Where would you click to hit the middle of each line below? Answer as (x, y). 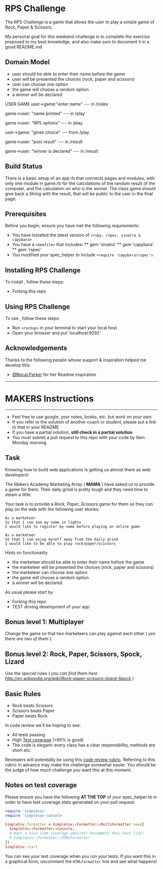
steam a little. (18, 495)
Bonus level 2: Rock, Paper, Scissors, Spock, (73, 654)
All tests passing (28, 735)
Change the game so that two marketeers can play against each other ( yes (80, 634)
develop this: (18, 365)
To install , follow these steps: (35, 282)
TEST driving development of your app (51, 606)
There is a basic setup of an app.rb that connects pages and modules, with (80, 178)
